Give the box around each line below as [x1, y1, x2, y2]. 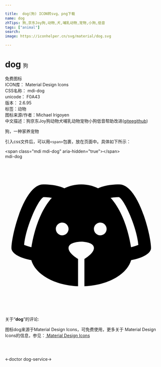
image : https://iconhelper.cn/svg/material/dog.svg [5, 34, 111, 39]
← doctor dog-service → [5, 356, 52, 362]
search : [5, 30, 21, 34]
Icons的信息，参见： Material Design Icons [5, 333, 90, 338]
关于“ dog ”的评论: [5, 316, 40, 322]
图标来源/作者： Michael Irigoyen [5, 112, 70, 118]
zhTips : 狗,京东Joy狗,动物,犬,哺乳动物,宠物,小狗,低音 [5, 20, 105, 25]
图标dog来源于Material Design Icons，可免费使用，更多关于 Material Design [5, 326, 156, 332]
